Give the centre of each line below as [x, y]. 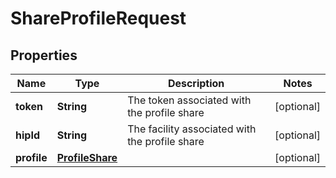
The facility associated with [192, 129]
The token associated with [189, 100]
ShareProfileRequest [98, 18]
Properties [44, 55]
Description [196, 83]
